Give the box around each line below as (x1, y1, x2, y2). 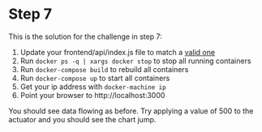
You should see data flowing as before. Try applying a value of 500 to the (8, 106, 254, 116)
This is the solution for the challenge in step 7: (8, 32, 162, 41)
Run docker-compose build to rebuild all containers (19, 64, 189, 74)
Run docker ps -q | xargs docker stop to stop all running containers (19, 56, 251, 66)
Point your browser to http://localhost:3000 (19, 90, 165, 100)
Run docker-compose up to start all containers (19, 73, 170, 83)
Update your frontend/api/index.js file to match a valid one (19, 47, 216, 57)
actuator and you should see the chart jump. (8, 114, 157, 124)
